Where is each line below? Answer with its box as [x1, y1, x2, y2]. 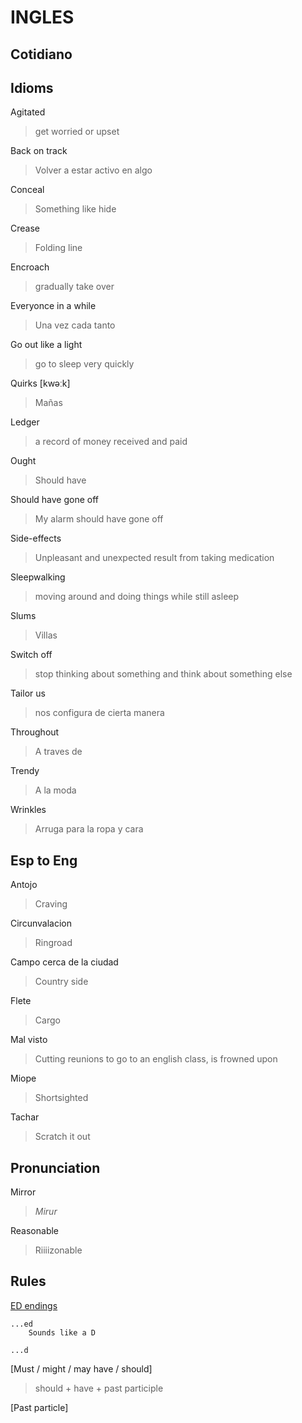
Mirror [10, 1186, 37, 1198]
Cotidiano [10, 46, 73, 63]
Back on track [10, 145, 68, 157]
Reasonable [10, 1225, 60, 1237]
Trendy [10, 765, 40, 777]
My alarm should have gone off [34, 513, 164, 525]
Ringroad [34, 937, 73, 949]
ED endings [10, 1299, 58, 1311]
